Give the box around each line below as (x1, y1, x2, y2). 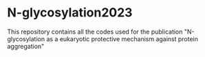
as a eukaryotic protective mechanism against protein (46, 34, 198, 43)
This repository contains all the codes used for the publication (7, 27, 183, 36)
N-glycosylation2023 (7, 5, 133, 21)
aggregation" (7, 42, 45, 50)
